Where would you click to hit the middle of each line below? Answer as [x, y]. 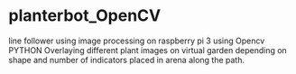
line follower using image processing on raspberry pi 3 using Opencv [137, 41]
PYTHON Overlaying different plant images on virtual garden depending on [148, 50]
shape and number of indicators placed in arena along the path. [127, 60]
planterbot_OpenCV [85, 16]
